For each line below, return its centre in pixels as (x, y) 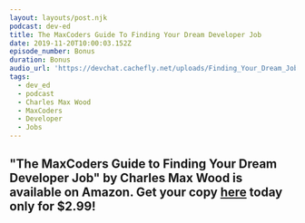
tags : (20, 77)
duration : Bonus (40, 60)
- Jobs (30, 128)
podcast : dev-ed (40, 26)
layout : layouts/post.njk (58, 18)
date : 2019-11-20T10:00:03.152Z (70, 43)
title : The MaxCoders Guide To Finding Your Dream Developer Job (135, 34)
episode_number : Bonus (52, 52)
